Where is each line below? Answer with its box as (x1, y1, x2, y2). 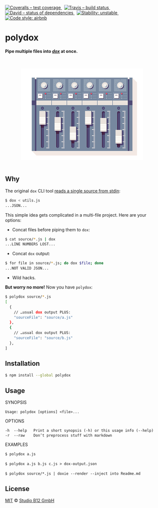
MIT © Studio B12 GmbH (5, 497, 55, 503)
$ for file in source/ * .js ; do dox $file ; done (5, 261, 104, 266)
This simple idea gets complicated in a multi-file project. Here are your (5, 212, 147, 218)
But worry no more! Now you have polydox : (5, 284, 93, 290)
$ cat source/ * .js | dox (5, 237, 56, 242)
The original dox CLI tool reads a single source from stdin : (5, 188, 121, 194)
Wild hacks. (12, 275, 36, 281)
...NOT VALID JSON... (5, 266, 49, 271)
